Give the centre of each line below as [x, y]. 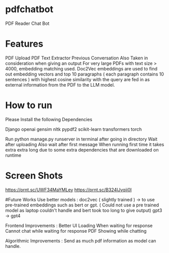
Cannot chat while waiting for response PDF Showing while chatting [76, 231]
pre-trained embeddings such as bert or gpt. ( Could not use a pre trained [82, 205]
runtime [13, 155]
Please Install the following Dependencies [49, 119]
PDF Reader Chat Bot [27, 23]
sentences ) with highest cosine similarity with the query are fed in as [78, 79]
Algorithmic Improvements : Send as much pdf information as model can [81, 241]
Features [24, 44]
